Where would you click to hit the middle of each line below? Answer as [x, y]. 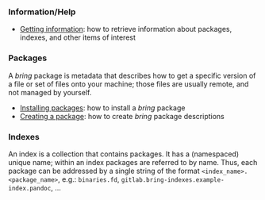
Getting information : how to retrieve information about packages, [126, 29]
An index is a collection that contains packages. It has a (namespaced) [124, 154]
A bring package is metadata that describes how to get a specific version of [132, 75]
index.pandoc [30, 188]
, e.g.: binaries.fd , [89, 179]
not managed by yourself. [50, 92]
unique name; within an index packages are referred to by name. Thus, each [133, 162]
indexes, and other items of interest [78, 37]
